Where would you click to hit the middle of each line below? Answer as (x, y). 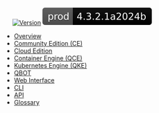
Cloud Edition (33, 51)
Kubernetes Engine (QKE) (50, 66)
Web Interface (34, 80)
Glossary (27, 102)
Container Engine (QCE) (48, 58)
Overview (27, 36)
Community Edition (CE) (48, 43)
